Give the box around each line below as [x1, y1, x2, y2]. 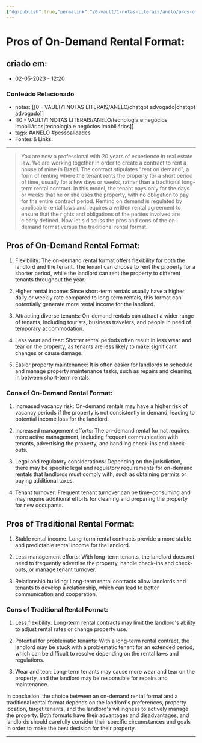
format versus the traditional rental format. [43, 223, 148, 230]
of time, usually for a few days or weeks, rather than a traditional [20, 178, 181, 186]
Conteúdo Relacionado [6, 90, 75, 98]
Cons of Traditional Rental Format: [6, 605, 109, 613]
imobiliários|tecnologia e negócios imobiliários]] [14, 122, 134, 130]
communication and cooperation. [14, 590, 97, 597]
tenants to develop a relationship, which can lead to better [14, 584, 159, 591]
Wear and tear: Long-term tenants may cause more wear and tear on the [14, 668, 195, 676]
